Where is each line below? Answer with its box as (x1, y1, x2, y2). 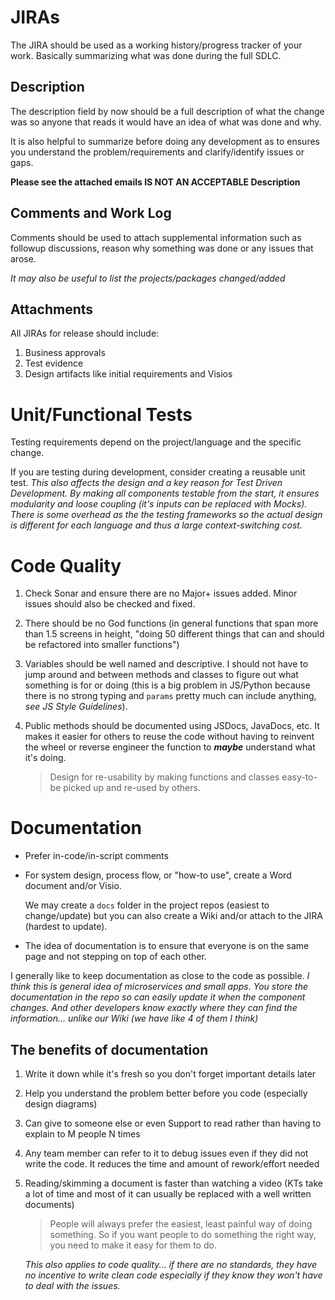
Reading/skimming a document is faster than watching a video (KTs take (24, 1177, 323, 1189)
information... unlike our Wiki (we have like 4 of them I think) (10, 1012, 259, 1025)
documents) (24, 1199, 75, 1210)
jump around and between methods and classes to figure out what (24, 669, 299, 681)
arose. (10, 252, 37, 265)
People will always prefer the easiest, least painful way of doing (49, 1218, 313, 1230)
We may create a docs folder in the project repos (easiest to (24, 899, 270, 911)
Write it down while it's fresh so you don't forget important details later (24, 1068, 317, 1080)
